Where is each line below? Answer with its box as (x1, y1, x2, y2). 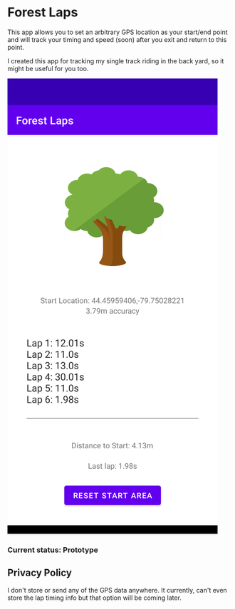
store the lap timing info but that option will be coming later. (7, 593, 182, 602)
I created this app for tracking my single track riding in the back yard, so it (7, 56, 224, 65)
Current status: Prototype (7, 545, 98, 555)
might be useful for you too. (7, 64, 89, 73)
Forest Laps (7, 4, 78, 21)
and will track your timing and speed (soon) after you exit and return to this (7, 35, 227, 43)
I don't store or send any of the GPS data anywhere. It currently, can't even (7, 586, 228, 594)
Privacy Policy (7, 567, 73, 579)
